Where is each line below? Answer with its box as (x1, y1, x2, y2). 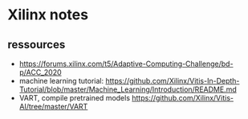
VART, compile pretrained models (18, 93, 130, 102)
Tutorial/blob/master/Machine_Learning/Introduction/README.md (18, 84, 238, 94)
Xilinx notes (7, 6, 89, 24)
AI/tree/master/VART (18, 102, 88, 111)
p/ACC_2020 (18, 68, 62, 77)
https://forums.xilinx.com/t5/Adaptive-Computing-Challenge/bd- (18, 59, 234, 68)
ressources (7, 38, 66, 51)
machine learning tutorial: (18, 76, 104, 85)
